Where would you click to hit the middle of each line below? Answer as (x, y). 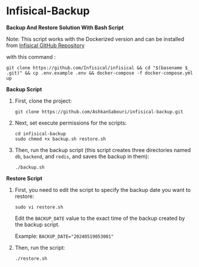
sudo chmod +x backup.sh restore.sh (60, 139)
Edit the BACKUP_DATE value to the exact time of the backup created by (100, 218)
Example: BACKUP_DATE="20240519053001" (64, 236)
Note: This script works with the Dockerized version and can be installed (95, 39)
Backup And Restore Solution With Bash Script (65, 27)
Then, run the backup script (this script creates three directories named (103, 150)
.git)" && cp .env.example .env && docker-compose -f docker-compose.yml (100, 73)
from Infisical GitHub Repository (46, 45)
